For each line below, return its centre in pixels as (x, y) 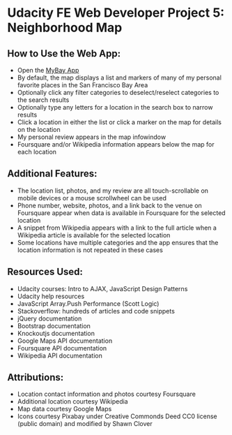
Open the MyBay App (48, 70)
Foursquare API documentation (62, 348)
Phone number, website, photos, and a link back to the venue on (109, 205)
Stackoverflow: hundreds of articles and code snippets (96, 311)
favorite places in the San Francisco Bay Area (83, 85)
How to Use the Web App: (64, 53)
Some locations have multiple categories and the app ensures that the (118, 242)
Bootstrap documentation (54, 325)
